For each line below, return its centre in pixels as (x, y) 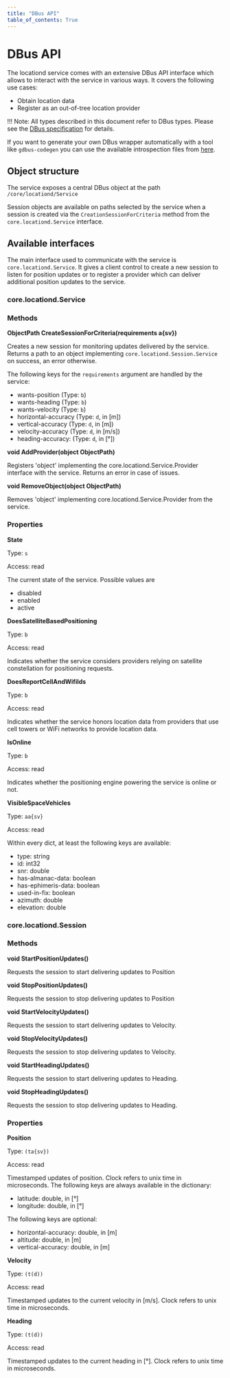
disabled (29, 593)
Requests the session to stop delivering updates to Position (91, 998)
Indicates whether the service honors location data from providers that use (113, 721)
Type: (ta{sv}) (28, 1151)
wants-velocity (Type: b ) (51, 409)
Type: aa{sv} (25, 816)
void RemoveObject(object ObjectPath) (64, 486)
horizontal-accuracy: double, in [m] (67, 1233)
